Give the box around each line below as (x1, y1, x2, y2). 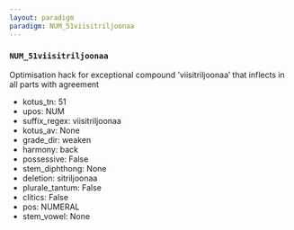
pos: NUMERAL (22, 201, 80, 212)
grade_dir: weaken (22, 134, 92, 145)
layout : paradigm (9, 13, 75, 22)
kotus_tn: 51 (22, 96, 67, 107)
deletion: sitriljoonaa (22, 172, 98, 183)
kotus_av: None (22, 125, 81, 136)
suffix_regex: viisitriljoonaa (22, 115, 121, 126)
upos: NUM (22, 105, 66, 117)
